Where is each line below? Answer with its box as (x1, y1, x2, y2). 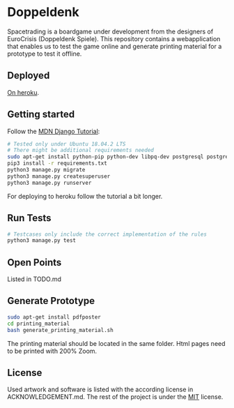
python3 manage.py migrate (7, 167, 86, 174)
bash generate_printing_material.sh (7, 326, 114, 333)
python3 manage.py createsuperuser (7, 172, 111, 180)
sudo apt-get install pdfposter (7, 313, 101, 321)
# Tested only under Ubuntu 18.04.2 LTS (7, 140, 127, 147)
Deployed (7, 70, 50, 82)
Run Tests (7, 212, 52, 224)
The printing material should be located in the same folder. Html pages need (7, 339, 226, 347)
